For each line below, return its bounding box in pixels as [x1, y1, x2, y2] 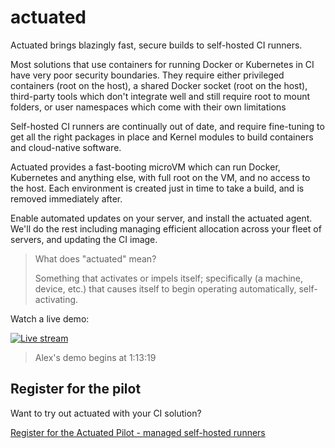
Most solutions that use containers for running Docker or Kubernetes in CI [10, 58, 315, 70]
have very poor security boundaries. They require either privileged [10, 69, 285, 81]
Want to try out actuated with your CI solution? [10, 407, 202, 419]
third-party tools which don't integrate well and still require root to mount [10, 90, 311, 102]
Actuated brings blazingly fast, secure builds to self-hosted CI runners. [10, 39, 303, 51]
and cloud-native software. [10, 141, 122, 153]
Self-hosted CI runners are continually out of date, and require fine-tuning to [10, 120, 325, 132]
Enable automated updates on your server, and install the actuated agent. [10, 212, 313, 224]
